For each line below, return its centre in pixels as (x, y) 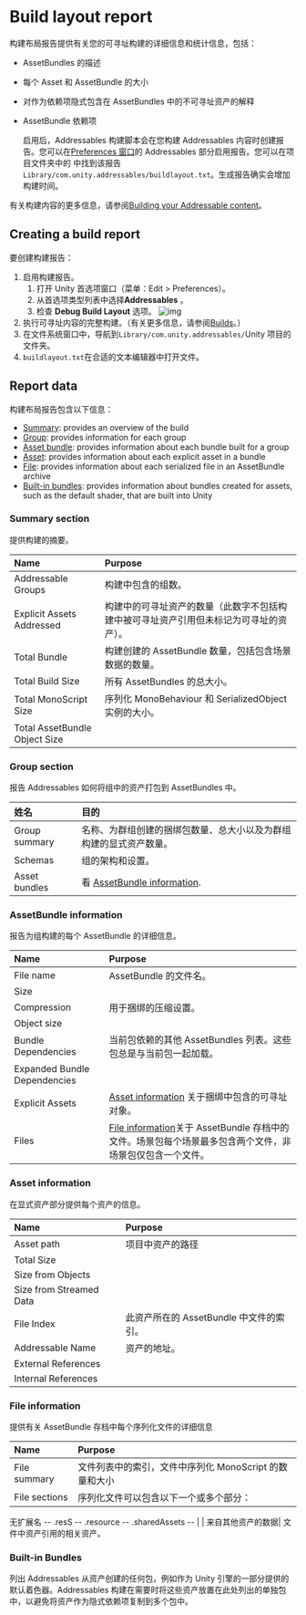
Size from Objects (52, 1275)
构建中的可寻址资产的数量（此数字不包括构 (196, 606)
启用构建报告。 (51, 276)
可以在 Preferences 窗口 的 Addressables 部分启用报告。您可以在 (167, 151)
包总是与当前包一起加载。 (163, 1054)
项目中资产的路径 (162, 1245)
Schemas (34, 860)
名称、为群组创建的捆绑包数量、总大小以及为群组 (186, 830)
